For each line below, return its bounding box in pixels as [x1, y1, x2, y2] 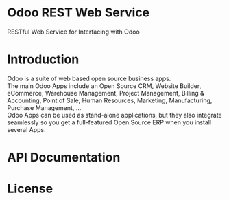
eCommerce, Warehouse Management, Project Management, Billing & [7, 89, 204, 97]
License [7, 181, 53, 197]
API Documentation [7, 150, 121, 166]
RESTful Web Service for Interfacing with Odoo [7, 27, 141, 36]
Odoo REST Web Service [7, 5, 150, 21]
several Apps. [7, 125, 46, 133]
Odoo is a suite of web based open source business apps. [7, 74, 171, 82]
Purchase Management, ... [7, 103, 82, 111]
